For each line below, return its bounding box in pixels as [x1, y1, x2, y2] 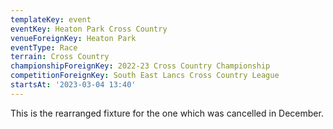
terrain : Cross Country [10, 52, 110, 62]
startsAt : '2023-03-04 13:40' [10, 80, 137, 90]
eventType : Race [10, 42, 78, 53]
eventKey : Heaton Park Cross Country [10, 24, 168, 34]
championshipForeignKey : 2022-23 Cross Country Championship [10, 61, 271, 71]
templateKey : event [10, 14, 92, 25]
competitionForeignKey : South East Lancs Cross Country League [10, 71, 280, 81]
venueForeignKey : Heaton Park [10, 33, 137, 43]
